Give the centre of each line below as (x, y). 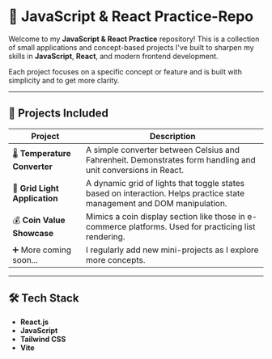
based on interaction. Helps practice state (166, 193)
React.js (34, 322)
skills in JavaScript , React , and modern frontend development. (113, 56)
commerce (106, 226)
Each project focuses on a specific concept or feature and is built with (125, 71)
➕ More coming (42, 250)
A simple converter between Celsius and (163, 150)
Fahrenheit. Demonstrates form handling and (171, 159)
